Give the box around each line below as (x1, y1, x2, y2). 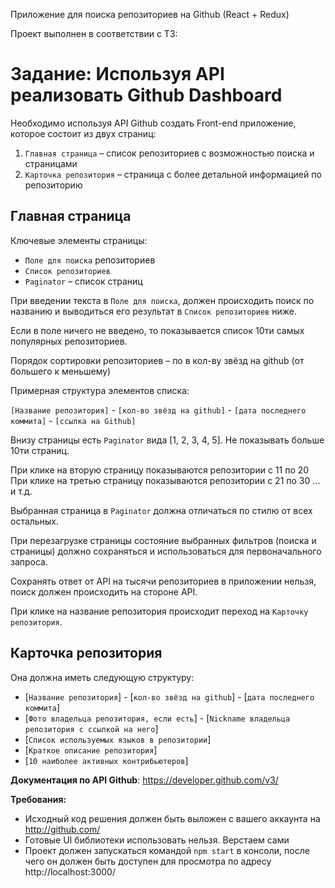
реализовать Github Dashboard (10, 84, 283, 107)
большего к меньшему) (10, 365, 112, 377)
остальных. (10, 515, 59, 527)
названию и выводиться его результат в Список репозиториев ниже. (10, 305, 297, 317)
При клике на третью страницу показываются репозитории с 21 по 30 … (10, 474, 321, 486)
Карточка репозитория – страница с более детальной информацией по (24, 168, 322, 180)
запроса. (10, 555, 49, 568)
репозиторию (24, 179, 83, 191)
